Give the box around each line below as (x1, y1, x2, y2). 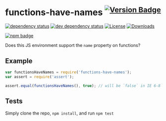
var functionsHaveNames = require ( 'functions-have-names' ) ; (5, 70, 132, 75)
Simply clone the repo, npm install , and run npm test (5, 110, 114, 116)
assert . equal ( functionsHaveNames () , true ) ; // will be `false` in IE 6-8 (5, 83, 161, 88)
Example (5, 57, 33, 65)
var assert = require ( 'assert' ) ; (5, 74, 74, 79)
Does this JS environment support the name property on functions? (5, 42, 141, 48)
